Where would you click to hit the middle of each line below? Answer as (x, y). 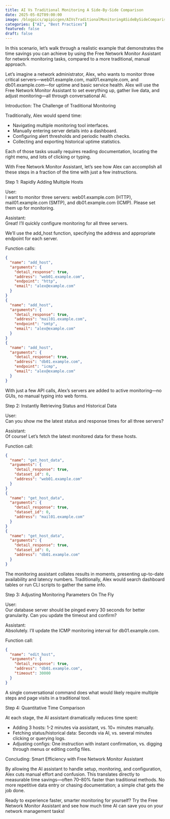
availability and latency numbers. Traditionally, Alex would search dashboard (85, 579)
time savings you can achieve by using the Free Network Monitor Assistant (83, 53)
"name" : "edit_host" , (33, 654)
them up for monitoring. (30, 208)
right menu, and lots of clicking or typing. (48, 157)
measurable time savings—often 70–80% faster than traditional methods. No (85, 779)
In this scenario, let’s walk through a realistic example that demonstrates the (84, 48)
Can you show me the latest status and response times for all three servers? (84, 421)
